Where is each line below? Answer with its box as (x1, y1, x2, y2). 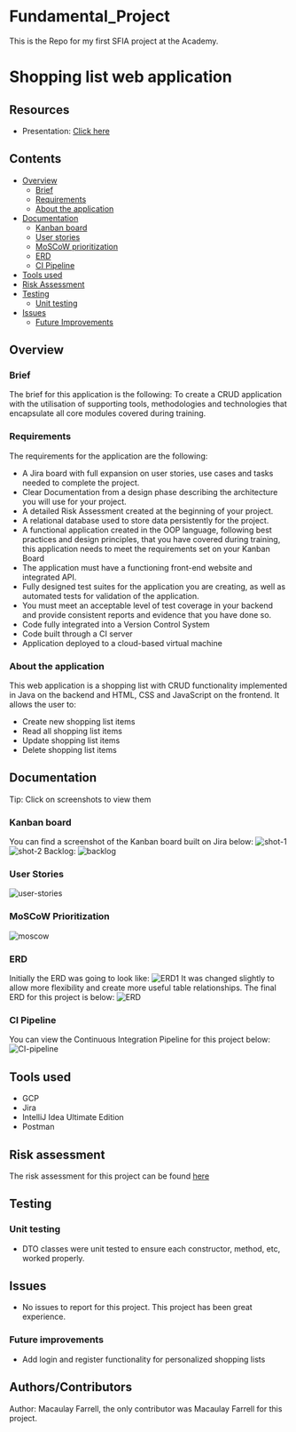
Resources (9, 102, 70, 117)
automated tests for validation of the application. (21, 590, 199, 601)
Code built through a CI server (21, 628, 133, 639)
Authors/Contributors (9, 1380, 133, 1395)
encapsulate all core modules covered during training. (9, 408, 206, 419)
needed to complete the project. (21, 477, 140, 488)
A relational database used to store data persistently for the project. (21, 515, 269, 525)
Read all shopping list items (21, 726, 122, 737)
